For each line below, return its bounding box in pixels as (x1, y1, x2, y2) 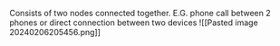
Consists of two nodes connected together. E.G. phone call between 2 (9, 8, 271, 18)
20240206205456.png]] (9, 27, 101, 37)
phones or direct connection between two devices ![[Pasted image (9, 17, 258, 28)
